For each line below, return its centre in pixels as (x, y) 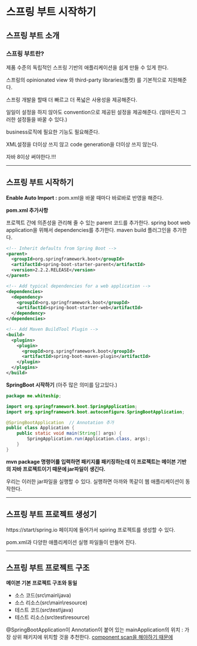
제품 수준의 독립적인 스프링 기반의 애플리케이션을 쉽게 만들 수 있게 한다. (87, 67)
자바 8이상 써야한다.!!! (31, 156)
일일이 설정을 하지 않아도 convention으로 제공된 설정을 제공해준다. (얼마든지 (93, 112)
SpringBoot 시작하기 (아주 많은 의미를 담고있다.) (62, 385)
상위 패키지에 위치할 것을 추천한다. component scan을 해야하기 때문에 (93, 637)
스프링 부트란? (25, 53)
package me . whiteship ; (34, 396)
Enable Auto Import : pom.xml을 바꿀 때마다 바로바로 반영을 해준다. (85, 197)
